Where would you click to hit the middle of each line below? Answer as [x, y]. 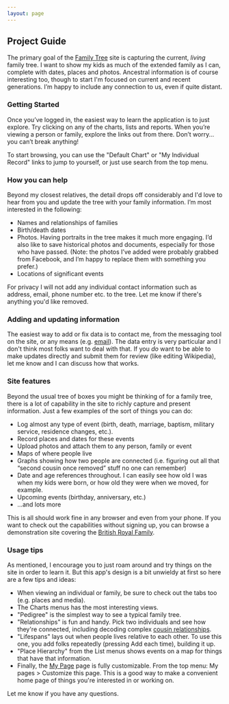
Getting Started [33, 105]
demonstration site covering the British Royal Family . [81, 532]
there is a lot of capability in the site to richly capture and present [99, 403]
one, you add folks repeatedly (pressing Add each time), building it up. [116, 644]
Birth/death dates [41, 230]
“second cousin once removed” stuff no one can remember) [102, 468]
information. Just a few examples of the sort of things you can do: [100, 411]
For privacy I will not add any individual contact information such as [102, 287]
